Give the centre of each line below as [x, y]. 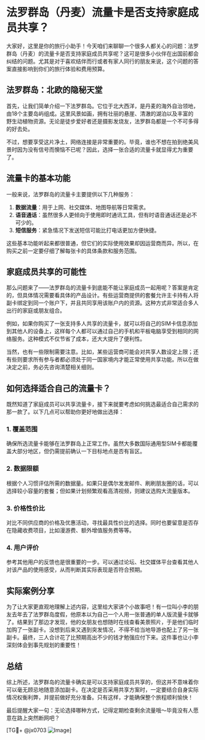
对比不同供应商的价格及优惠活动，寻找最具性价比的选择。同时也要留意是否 [100, 523]
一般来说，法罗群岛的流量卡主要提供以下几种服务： [70, 194]
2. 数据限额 [23, 468]
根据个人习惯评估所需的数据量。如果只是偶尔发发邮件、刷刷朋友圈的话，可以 [103, 483]
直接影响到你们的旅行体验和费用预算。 [59, 68]
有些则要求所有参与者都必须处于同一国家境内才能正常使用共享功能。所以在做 [103, 360]
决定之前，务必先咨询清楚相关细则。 [52, 367]
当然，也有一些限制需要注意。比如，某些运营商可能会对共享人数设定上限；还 [103, 352]
